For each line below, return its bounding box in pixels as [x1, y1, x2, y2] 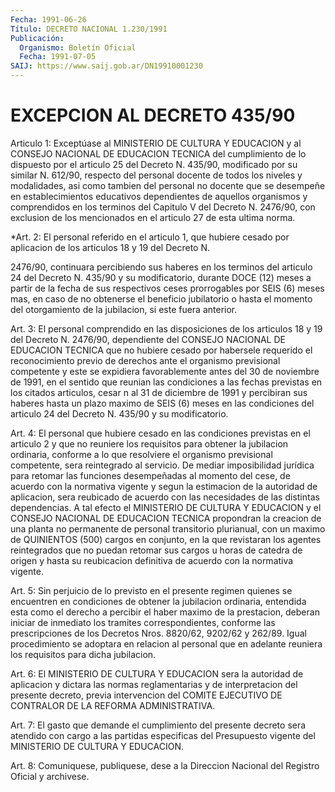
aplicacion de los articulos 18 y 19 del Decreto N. [10, 241, 210, 253]
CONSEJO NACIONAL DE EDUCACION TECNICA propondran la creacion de [10, 512, 322, 524]
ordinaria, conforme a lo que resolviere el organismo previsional [10, 448, 273, 460]
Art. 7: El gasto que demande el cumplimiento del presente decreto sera [10, 719, 307, 731]
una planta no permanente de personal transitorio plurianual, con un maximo [10, 522, 326, 535]
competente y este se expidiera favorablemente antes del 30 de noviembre [10, 365, 320, 377]
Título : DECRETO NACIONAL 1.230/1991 [10, 24, 168, 34]
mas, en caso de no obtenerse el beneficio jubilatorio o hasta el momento [10, 292, 313, 305]
